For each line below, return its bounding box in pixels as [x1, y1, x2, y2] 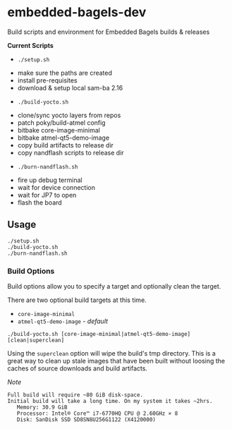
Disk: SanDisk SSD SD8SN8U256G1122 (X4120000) [16, 416, 157, 423]
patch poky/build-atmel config [17, 118, 106, 127]
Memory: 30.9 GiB [16, 404, 68, 411]
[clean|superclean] [7, 337, 65, 344]
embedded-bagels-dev [7, 4, 147, 20]
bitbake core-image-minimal [17, 126, 100, 134]
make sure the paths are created [17, 68, 113, 77]
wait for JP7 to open [17, 191, 77, 199]
